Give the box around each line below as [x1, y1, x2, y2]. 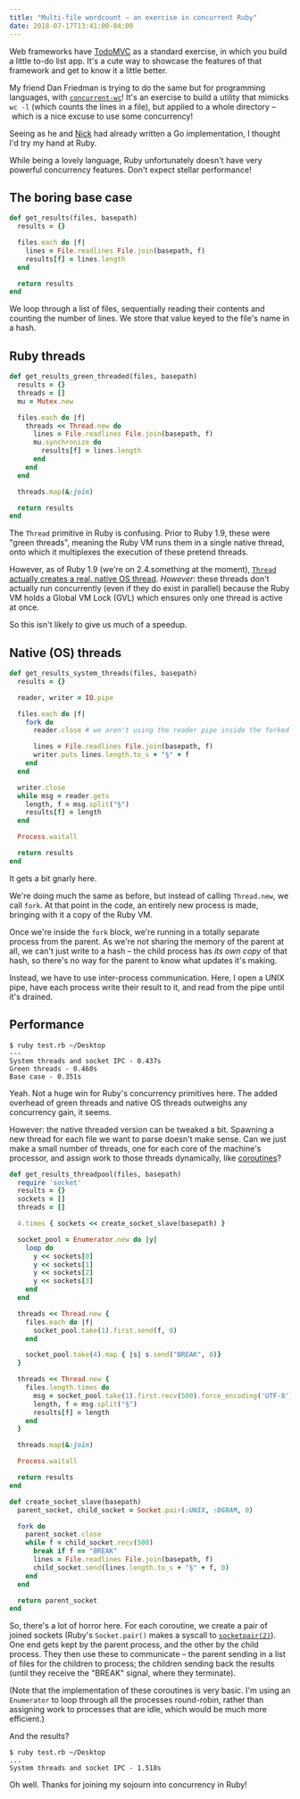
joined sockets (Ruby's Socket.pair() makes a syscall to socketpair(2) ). [9, 1630, 277, 1641]
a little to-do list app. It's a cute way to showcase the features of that [9, 55, 262, 66]
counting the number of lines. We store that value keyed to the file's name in [9, 313, 290, 324]
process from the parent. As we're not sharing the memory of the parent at [9, 936, 284, 946]
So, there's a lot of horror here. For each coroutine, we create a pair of [9, 1620, 268, 1631]
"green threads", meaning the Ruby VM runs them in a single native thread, [9, 537, 285, 548]
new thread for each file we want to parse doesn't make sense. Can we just [9, 1133, 287, 1144]
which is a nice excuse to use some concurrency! [11, 111, 194, 121]
